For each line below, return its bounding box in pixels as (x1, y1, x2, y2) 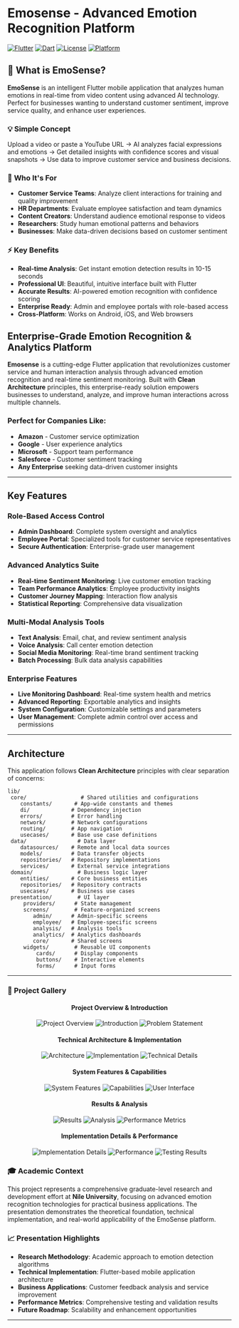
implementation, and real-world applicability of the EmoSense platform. (7, 1215, 216, 1224)
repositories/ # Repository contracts (20, 882, 142, 889)
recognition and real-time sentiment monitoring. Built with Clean (7, 376, 196, 384)
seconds (17, 272, 43, 280)
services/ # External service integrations (20, 863, 171, 870)
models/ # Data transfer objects (20, 850, 144, 858)
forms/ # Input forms (36, 962, 116, 970)
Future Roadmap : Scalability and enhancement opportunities (17, 1305, 197, 1314)
